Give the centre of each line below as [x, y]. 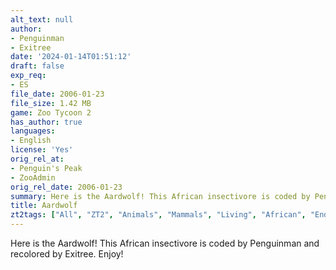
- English [31, 141]
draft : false [37, 66]
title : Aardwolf [44, 206]
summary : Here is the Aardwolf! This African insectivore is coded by [160, 196]
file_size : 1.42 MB [51, 103]
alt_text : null [42, 19]
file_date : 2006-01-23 [57, 94]
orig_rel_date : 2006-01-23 [66, 187]
